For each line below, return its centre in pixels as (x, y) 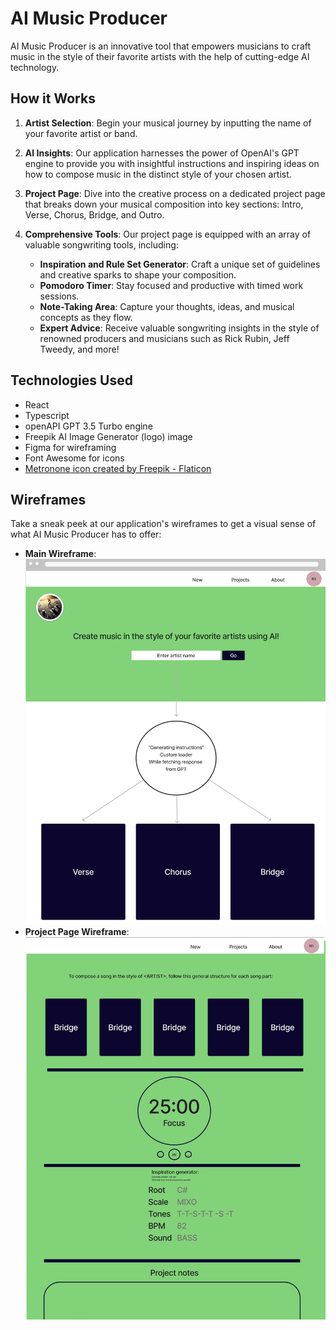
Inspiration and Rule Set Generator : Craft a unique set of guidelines (180, 264)
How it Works (53, 98)
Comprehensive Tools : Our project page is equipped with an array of (168, 234)
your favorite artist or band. (81, 133)
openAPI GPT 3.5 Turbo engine (88, 426)
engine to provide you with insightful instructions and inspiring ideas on (172, 163)
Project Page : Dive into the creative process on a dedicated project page (175, 193)
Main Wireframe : (60, 554)
